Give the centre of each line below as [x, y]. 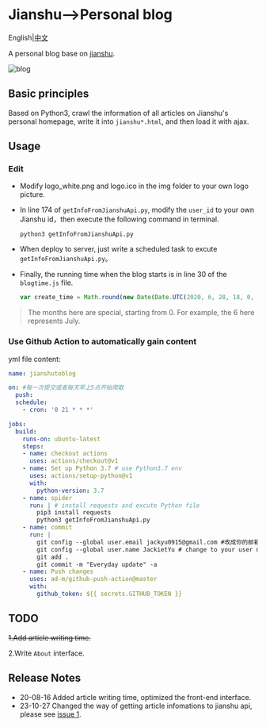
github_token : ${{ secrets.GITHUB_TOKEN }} [109, 594]
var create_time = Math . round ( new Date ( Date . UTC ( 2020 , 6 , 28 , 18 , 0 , [137, 298]
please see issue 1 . [50, 714]
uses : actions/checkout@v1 [74, 461]
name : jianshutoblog [42, 373]
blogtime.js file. [46, 283]
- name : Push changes [58, 572]
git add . [53, 557]
